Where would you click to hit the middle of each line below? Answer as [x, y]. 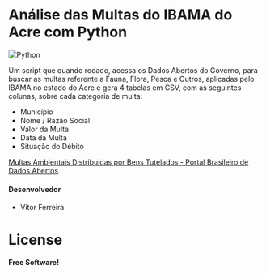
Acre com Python [68, 32]
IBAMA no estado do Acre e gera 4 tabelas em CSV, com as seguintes [125, 88]
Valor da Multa [44, 129]
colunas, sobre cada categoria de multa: [76, 96]
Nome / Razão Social [55, 120]
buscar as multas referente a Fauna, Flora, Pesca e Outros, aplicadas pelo [131, 79]
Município [37, 112]
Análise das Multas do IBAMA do [120, 15]
